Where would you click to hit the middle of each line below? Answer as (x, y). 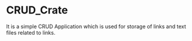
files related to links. (31, 32)
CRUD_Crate (37, 10)
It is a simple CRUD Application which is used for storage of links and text (96, 26)
